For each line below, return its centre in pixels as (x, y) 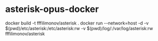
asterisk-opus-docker (52, 9)
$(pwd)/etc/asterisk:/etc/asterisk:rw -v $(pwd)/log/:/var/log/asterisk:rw (79, 28)
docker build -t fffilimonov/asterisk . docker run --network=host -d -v (77, 23)
